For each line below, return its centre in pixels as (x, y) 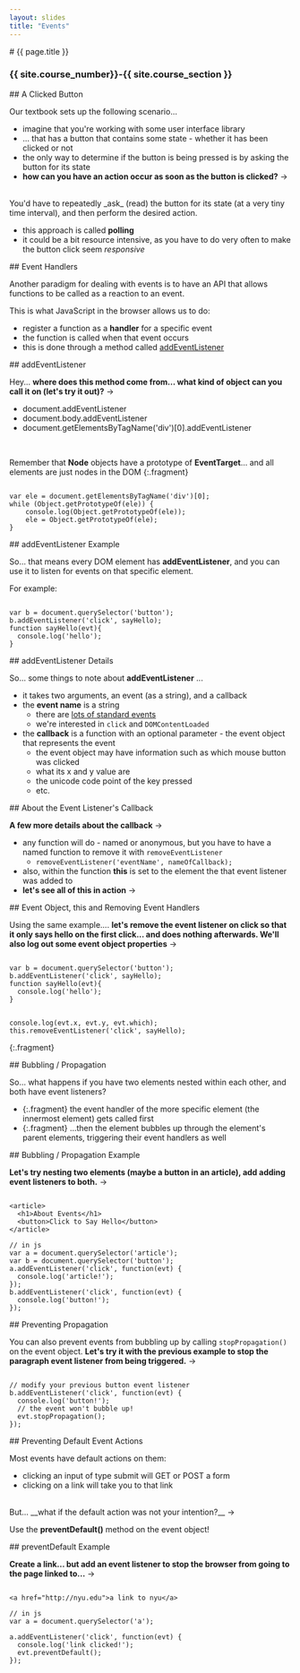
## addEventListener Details (61, 660)
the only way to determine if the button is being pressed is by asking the (155, 157)
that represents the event (69, 742)
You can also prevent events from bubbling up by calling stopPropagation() (148, 1342)
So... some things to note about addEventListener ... (106, 678)
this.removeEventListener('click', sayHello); (98, 1031)
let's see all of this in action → (79, 890)
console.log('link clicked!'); (76, 1644)
